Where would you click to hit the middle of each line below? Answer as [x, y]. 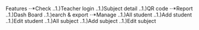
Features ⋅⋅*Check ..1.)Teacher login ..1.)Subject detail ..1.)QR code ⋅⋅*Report [99, 9]
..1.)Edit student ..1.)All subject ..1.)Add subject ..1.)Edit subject [81, 21]
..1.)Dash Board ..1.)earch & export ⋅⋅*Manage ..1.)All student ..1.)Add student [99, 15]
